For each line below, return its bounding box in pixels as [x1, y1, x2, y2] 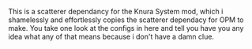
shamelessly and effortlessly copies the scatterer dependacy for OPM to [8, 15, 244, 24]
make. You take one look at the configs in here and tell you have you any [8, 24, 244, 32]
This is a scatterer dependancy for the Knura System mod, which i [8, 7, 224, 16]
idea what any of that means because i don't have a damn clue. [8, 32, 215, 41]
